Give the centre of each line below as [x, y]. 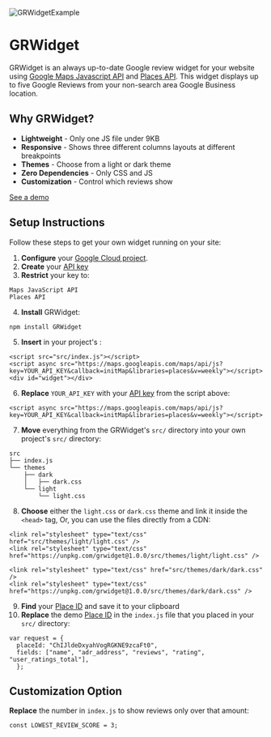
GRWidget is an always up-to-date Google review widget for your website [132, 67]
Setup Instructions [57, 223]
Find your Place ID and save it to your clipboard [100, 606]
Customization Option [66, 691]
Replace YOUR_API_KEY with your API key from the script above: [125, 393]
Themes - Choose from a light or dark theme [96, 164]
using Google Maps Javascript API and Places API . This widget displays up [134, 76]
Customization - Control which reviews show [97, 181]
